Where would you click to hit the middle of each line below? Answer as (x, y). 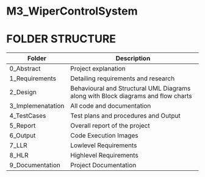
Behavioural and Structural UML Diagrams (130, 88)
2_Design (23, 92)
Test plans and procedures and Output (125, 116)
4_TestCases (28, 116)
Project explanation (98, 69)
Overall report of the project (110, 126)
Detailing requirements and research (122, 78)
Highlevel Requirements (104, 155)
